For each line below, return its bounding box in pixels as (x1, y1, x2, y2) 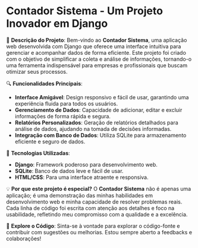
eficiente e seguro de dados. (14, 138, 86, 145)
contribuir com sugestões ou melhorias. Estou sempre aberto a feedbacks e (6, 228, 192, 236)
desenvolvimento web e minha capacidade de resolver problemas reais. (6, 198, 183, 205)
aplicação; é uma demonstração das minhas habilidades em (6, 192, 153, 199)
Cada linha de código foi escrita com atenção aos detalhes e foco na (6, 204, 175, 212)
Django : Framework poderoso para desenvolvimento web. (14, 161, 158, 168)
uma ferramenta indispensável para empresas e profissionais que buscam (6, 61, 188, 69)
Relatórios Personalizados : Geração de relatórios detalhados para (14, 119, 178, 126)
